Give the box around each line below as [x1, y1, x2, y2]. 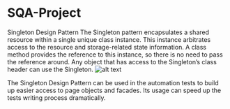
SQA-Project [7, 5, 82, 21]
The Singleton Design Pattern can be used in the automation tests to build [7, 78, 219, 87]
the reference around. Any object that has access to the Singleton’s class [7, 57, 217, 66]
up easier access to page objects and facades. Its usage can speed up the [7, 86, 222, 94]
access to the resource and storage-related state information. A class [7, 43, 207, 51]
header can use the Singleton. [7, 65, 94, 73]
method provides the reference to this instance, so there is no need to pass [7, 50, 223, 59]
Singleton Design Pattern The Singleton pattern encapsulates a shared [7, 28, 210, 36]
